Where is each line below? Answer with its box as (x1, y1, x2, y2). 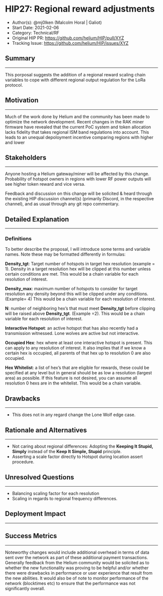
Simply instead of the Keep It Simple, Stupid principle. (12, 449, 122, 455)
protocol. (5, 82, 23, 88)
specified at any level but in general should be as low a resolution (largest (5, 370, 152, 376)
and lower (5, 140, 25, 145)
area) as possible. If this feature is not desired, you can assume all (5, 375, 137, 381)
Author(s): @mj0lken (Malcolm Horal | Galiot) (12, 19, 102, 25)
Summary (5, 54, 35, 63)
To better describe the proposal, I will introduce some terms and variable (5, 246, 150, 252)
